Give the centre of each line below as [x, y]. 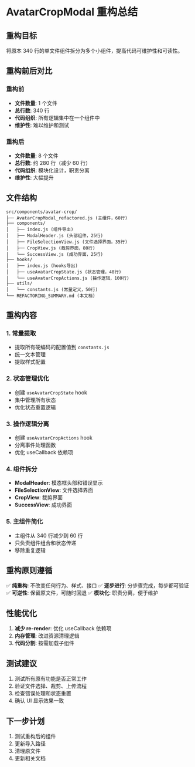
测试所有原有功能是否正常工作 [50, 679]
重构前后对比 [29, 71]
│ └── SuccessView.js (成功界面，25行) [55, 254]
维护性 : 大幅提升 [34, 177]
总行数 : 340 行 [32, 110]
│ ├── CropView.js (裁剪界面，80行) [51, 248]
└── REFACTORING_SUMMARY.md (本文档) [51, 296]
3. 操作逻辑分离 [28, 424]
